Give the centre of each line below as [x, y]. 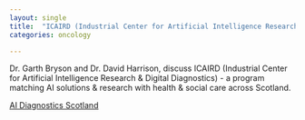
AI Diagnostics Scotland [54, 105]
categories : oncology [50, 35]
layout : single [38, 18]
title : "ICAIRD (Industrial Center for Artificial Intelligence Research [154, 26]
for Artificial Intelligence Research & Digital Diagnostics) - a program [137, 78]
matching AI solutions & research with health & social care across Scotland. [150, 88]
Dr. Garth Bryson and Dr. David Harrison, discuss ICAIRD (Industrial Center [148, 68]
